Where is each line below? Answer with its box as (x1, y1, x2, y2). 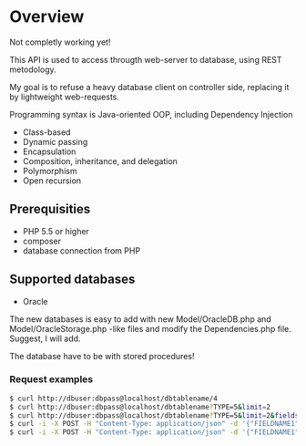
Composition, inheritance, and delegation (22, 155, 178, 166)
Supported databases (9, 272, 136, 287)
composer (22, 235, 62, 246)
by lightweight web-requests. (9, 91, 120, 102)
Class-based (22, 126, 71, 138)
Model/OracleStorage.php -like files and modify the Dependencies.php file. (9, 323, 291, 334)
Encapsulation (22, 146, 76, 157)
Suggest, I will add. (9, 333, 81, 344)
